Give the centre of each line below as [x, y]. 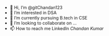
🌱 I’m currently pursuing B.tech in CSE [49, 18]
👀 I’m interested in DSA [33, 13]
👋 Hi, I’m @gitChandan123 [36, 8]
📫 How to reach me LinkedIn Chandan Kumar [57, 28]
